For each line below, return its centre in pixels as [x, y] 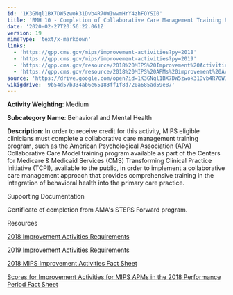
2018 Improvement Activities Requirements [68, 237]
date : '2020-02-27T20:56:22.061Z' [57, 26]
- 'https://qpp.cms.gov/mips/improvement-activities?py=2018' [105, 53]
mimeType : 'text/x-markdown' [49, 40]
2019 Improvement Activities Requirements [68, 250]
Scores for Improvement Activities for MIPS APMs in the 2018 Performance [114, 277]
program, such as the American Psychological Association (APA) [100, 146]
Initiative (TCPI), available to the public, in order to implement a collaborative [116, 168]
